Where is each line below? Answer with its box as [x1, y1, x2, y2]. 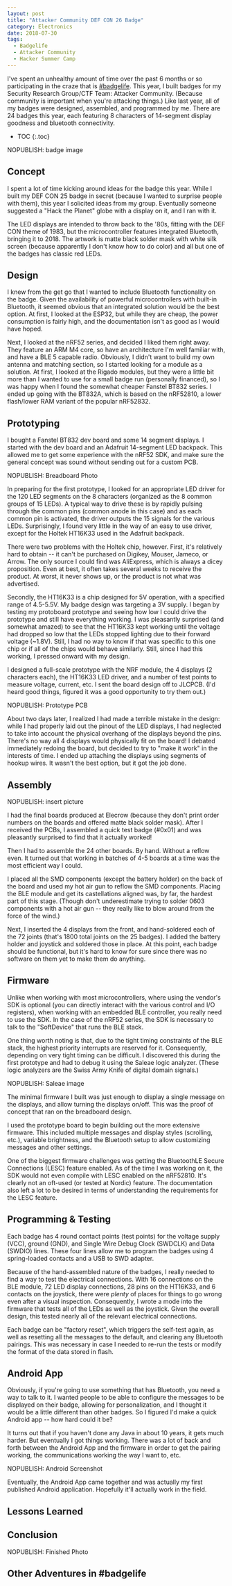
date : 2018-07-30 [7, 29, 57, 37]
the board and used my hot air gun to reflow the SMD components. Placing [7, 882, 221, 890]
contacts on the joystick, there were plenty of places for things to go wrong [7, 1289, 222, 1298]
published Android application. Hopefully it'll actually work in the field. [7, 1485, 207, 1494]
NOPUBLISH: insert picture [7, 798, 84, 806]
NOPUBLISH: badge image [7, 145, 83, 154]
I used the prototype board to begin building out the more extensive [7, 1121, 200, 1129]
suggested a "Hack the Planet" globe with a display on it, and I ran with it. [7, 206, 217, 215]
